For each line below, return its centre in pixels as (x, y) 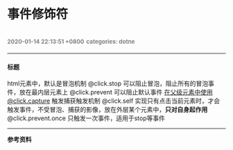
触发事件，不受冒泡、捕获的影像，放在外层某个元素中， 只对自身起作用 (107, 110)
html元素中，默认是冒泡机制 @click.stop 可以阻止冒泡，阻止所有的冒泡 (108, 83)
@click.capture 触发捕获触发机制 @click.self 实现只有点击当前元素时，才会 (114, 101)
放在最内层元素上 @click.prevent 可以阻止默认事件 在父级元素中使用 (116, 92)
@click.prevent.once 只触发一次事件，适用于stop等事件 (86, 118)
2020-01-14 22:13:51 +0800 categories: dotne (71, 41)
